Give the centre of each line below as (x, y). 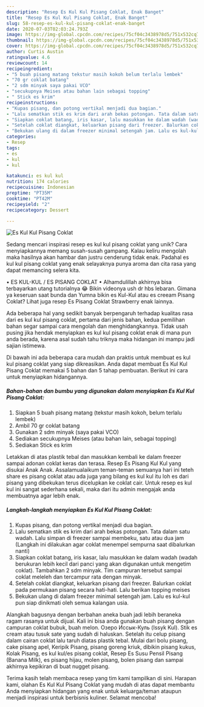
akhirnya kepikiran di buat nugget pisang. (58, 666)
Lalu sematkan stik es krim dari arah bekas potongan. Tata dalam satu (102, 531)
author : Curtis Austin (35, 52)
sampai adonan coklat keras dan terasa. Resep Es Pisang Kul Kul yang (94, 463)
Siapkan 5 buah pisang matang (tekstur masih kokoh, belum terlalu (98, 413)
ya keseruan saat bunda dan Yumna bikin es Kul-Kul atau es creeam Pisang (101, 295)
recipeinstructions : (32, 102)
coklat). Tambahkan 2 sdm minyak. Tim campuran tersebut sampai (98, 570)
